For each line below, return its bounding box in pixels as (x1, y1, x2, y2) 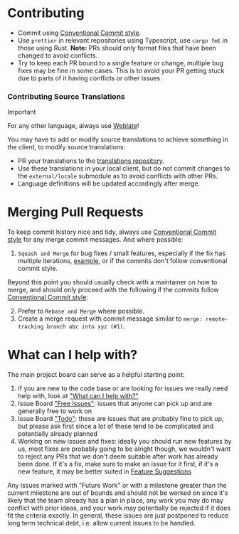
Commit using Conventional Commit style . (17, 28, 142, 37)
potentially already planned (17, 429, 98, 438)
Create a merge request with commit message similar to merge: (17, 314, 203, 323)
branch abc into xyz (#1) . (46, 322, 126, 331)
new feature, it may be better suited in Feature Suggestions (17, 467, 192, 476)
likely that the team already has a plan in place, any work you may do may (7, 496, 224, 505)
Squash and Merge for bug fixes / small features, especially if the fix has (17, 249, 226, 257)
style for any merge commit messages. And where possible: (7, 235, 184, 244)
